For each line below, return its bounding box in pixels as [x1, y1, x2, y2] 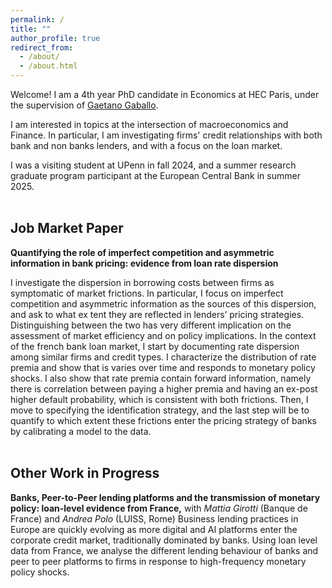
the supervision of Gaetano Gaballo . [10, 99, 159, 111]
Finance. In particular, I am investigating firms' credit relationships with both [10, 129, 323, 141]
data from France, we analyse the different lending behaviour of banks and [10, 544, 319, 556]
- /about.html [19, 61, 78, 71]
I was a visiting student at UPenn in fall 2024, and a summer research [10, 159, 297, 171]
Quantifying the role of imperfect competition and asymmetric [10, 246, 275, 258]
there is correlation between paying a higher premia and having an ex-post [10, 382, 318, 395]
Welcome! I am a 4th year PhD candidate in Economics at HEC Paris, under [10, 89, 320, 100]
